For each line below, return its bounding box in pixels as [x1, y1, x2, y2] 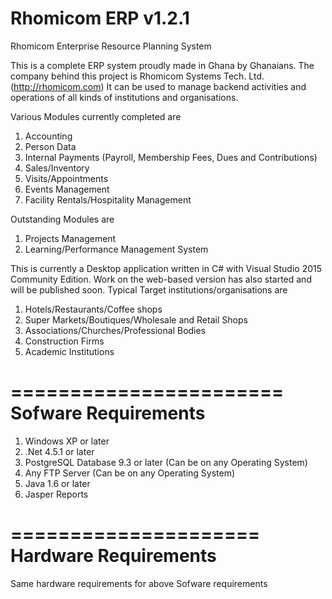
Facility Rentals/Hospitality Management [24, 193, 192, 206]
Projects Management [24, 232, 117, 244]
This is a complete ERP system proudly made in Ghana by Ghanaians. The [10, 59, 315, 71]
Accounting [24, 130, 73, 142]
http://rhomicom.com [13, 80, 102, 92]
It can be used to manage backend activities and [106, 80, 307, 92]
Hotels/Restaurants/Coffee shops [24, 303, 163, 315]
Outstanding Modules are [10, 213, 115, 225]
